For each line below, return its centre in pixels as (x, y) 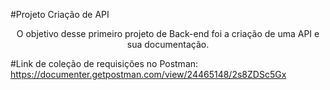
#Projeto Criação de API (60, 14)
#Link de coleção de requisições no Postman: (104, 63)
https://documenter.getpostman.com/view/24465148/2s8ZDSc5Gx (148, 74)
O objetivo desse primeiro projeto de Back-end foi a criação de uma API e (168, 33)
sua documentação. (168, 44)
